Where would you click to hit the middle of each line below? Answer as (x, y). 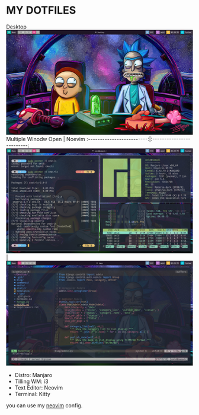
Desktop (16, 27)
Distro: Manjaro (33, 375)
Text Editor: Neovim (39, 387)
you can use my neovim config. (44, 405)
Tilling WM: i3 (31, 381)
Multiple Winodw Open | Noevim (46, 139)
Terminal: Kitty (32, 394)
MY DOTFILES (41, 10)
